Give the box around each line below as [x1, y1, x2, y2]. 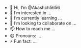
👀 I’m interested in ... [9, 10, 52, 16]
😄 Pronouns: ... [9, 33, 42, 39]
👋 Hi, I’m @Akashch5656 [9, 5, 60, 10]
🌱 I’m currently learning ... [9, 15, 62, 21]
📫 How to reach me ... [9, 26, 55, 31]
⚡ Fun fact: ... [9, 38, 37, 44]
